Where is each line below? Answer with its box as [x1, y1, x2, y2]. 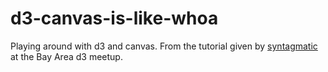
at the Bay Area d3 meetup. [10, 50, 123, 62]
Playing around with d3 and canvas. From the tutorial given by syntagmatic [10, 40, 318, 52]
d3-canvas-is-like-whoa [10, 7, 219, 30]
